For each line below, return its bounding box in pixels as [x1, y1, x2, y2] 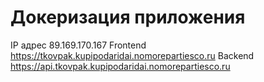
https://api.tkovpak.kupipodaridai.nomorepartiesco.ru [10, 60, 231, 72]
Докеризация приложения [10, 6, 246, 29]
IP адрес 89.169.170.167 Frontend [10, 39, 147, 51]
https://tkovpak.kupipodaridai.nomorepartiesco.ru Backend [10, 49, 255, 61]
